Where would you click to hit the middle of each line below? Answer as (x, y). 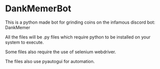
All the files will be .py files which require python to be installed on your (78, 37)
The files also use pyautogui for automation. (50, 61)
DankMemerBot (38, 9)
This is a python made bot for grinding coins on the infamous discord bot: (80, 22)
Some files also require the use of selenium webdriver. (61, 52)
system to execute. (25, 42)
